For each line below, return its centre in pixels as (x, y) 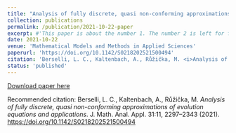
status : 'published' (38, 66)
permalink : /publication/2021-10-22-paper (70, 27)
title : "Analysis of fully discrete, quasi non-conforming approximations (119, 14)
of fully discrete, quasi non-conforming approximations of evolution (105, 106)
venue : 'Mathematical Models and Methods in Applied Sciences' (102, 46)
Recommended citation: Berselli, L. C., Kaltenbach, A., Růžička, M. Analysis (116, 99)
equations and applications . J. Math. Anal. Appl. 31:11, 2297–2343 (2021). (113, 114)
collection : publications (45, 20)
